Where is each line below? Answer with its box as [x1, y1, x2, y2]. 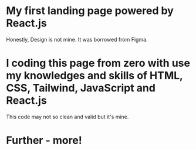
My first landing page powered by [6, 4, 174, 18]
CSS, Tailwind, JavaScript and [6, 81, 156, 95]
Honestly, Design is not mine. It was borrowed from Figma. [6, 36, 148, 43]
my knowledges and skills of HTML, [6, 69, 183, 83]
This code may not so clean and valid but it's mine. [6, 113, 129, 120]
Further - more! [6, 134, 82, 147]
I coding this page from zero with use [6, 57, 191, 70]
